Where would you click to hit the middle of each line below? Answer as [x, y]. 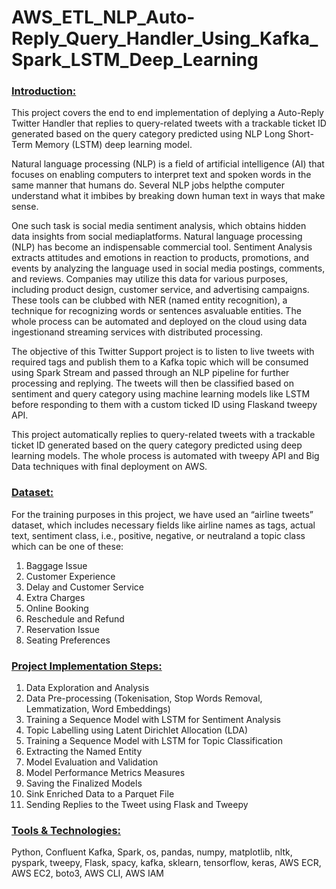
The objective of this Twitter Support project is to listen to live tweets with [163, 352]
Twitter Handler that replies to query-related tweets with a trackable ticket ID [169, 123]
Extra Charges [55, 597]
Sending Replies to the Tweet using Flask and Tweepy [137, 805]
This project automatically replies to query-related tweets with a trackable [163, 435]
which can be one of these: [67, 546]
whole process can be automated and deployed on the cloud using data [159, 322]
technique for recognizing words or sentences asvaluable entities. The [156, 311]
